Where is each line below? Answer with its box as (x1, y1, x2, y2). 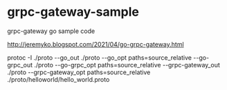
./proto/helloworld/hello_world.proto (7, 75, 110, 83)
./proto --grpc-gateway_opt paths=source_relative (7, 68, 151, 76)
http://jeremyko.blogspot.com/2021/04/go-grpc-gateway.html (7, 40, 185, 48)
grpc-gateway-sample (7, 4, 140, 20)
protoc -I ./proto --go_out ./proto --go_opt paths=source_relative (7, 53, 192, 62)
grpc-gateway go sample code (7, 27, 96, 35)
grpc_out (7, 60, 33, 69)
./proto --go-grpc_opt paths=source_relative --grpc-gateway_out (34, 60, 220, 69)
